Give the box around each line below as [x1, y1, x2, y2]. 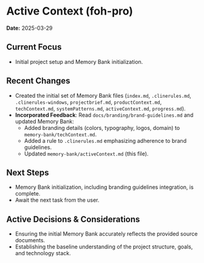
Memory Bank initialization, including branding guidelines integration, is [15, 183, 194, 191]
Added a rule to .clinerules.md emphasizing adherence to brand [24, 137, 187, 144]
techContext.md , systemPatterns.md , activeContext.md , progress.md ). [15, 104, 186, 112]
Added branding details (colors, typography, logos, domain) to [24, 124, 180, 131]
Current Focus [6, 42, 62, 52]
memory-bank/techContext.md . [24, 131, 97, 138]
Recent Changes [6, 76, 71, 86]
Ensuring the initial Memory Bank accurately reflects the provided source [15, 230, 198, 237]
